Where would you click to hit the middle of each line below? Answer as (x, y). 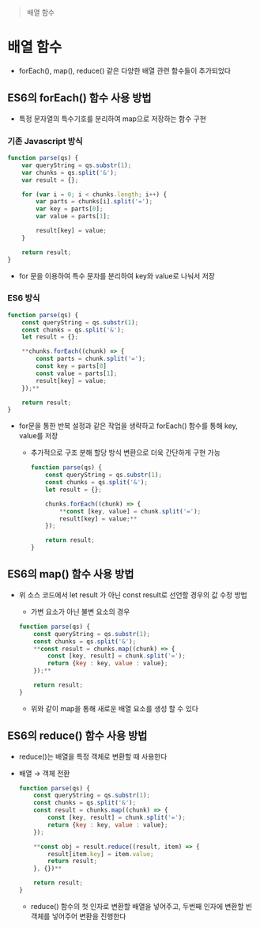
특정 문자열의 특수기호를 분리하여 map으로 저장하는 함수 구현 (113, 119)
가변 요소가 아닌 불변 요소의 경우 (80, 612)
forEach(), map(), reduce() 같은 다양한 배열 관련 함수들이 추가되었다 (124, 70)
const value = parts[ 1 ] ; (77, 373)
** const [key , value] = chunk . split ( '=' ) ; (130, 511)
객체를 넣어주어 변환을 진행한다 (78, 916)
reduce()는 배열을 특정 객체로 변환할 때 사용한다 (93, 756)
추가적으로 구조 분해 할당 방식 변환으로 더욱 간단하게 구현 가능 (125, 453)
